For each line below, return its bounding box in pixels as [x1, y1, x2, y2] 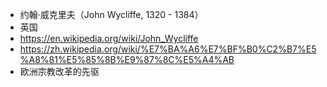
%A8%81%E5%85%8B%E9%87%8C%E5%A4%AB [19, 54, 235, 65]
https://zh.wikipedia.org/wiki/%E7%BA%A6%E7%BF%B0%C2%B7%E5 [19, 43, 317, 55]
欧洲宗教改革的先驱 [19, 66, 100, 77]
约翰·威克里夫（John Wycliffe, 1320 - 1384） [19, 9, 204, 20]
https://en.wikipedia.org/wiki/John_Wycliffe [19, 33, 199, 44]
